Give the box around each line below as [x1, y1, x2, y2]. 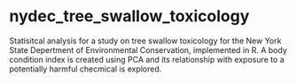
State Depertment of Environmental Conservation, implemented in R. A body [9, 44, 288, 55]
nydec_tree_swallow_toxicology [9, 6, 250, 26]
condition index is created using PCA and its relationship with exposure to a [9, 54, 285, 64]
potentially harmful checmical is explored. [9, 64, 162, 74]
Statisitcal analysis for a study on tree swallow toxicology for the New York [9, 35, 282, 46]
